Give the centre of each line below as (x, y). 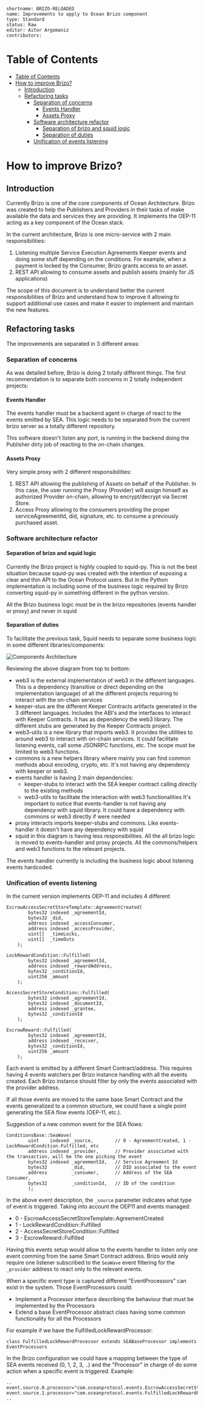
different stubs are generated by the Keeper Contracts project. (93, 725)
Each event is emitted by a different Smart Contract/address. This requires (99, 1068)
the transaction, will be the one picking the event (74, 1157)
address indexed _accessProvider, (72, 929)
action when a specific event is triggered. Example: (70, 1371)
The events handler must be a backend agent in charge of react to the (94, 413)
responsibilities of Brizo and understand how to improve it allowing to (93, 296)
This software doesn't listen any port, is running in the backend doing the (98, 438)
